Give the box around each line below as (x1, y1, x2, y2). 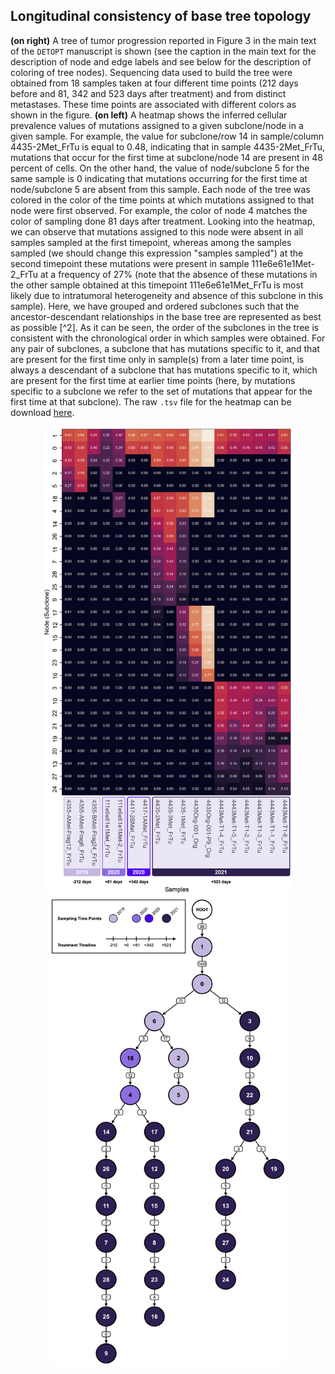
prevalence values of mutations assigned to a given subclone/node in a (10, 119, 304, 131)
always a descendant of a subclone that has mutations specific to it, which (10, 364, 318, 376)
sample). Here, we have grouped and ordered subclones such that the (10, 300, 300, 312)
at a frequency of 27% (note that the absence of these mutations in (39, 268, 318, 280)
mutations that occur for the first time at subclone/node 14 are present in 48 (10, 151, 323, 163)
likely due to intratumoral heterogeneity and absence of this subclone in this (10, 289, 324, 301)
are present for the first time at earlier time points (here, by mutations (10, 374, 296, 386)
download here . (10, 406, 75, 418)
